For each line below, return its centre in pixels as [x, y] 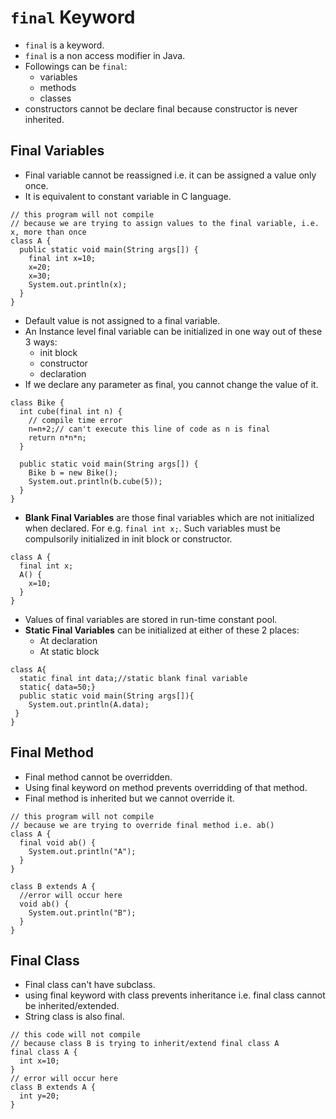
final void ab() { [58, 842]
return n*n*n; [57, 437]
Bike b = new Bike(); [73, 472]
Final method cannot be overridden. [98, 777]
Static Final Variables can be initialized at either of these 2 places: [162, 630]
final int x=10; [62, 258]
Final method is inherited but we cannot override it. [129, 798]
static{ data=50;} [58, 687]
